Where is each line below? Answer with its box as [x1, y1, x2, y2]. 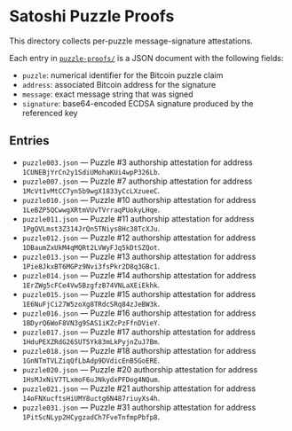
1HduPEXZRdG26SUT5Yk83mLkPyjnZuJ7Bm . [21, 335, 161, 347]
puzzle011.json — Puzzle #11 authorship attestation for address [21, 213, 255, 223]
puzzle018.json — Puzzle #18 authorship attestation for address [21, 345, 256, 356]
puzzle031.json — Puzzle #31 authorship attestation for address [21, 402, 256, 412]
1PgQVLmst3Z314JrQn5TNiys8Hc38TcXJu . [21, 223, 161, 233]
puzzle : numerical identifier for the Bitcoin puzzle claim [21, 69, 224, 81]
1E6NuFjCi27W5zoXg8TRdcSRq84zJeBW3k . [21, 298, 161, 309]
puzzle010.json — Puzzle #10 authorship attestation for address [21, 194, 256, 205]
